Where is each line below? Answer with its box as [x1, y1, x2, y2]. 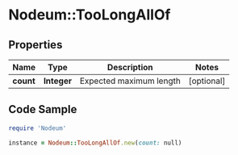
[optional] [188, 75, 226, 86]
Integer [43, 75, 73, 86]
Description [107, 62, 153, 73]
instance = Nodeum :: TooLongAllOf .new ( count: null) [8, 139, 182, 147]
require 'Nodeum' [8, 124, 67, 132]
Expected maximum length [79, 75, 182, 86]
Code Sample [8, 103, 77, 116]
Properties [8, 38, 63, 52]
